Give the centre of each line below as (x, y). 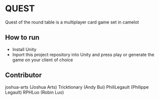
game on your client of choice (43, 60)
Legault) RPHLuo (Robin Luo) (34, 92)
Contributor (23, 75)
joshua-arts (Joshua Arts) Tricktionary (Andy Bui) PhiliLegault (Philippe (77, 87)
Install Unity (24, 49)
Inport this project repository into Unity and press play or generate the (83, 54)
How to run (22, 37)
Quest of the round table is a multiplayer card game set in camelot (72, 22)
